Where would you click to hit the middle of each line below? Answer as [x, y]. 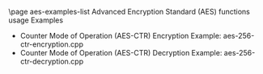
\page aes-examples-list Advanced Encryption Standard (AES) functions [129, 12]
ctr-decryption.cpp [52, 61]
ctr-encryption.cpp [51, 44]
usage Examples [36, 20]
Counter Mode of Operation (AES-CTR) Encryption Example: [121, 36]
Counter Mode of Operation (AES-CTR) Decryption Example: [121, 53]
